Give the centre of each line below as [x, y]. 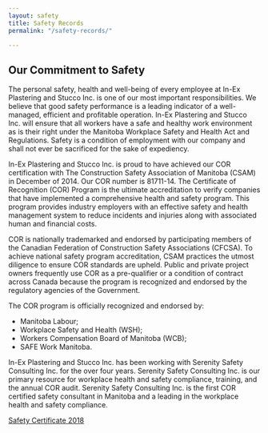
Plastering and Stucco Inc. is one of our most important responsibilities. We [132, 98]
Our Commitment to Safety [77, 70]
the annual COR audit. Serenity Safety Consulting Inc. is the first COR [122, 388]
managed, [25, 115]
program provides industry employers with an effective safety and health [128, 207]
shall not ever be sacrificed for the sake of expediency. [99, 149]
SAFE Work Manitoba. [56, 347]
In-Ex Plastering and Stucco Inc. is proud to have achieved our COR [120, 164]
